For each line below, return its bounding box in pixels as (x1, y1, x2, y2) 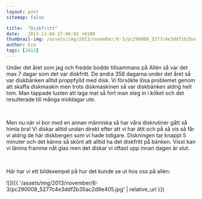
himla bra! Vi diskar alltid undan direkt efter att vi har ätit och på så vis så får (6, 125, 195, 132)
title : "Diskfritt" (6, 25, 58, 31)
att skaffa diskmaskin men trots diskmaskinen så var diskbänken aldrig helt (6, 83, 192, 90)
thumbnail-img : (6, 37, 44, 43)
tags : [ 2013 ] (6, 47, 39, 54)
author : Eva (6, 42, 36, 48)
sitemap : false (6, 14, 44, 20)
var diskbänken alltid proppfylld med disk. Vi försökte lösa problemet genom (6, 76, 195, 84)
